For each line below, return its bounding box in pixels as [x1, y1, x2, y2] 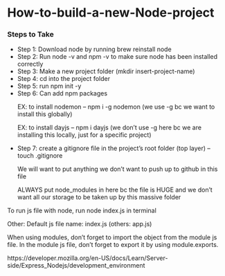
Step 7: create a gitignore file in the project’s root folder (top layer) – [17, 144, 211, 153]
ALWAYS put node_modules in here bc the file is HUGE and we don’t [17, 185, 213, 194]
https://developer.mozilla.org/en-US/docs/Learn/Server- [7, 254, 168, 262]
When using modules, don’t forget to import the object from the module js [7, 233, 217, 241]
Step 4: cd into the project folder [17, 75, 111, 83]
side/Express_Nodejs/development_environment [7, 261, 145, 270]
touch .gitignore [17, 151, 63, 160]
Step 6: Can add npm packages [17, 89, 108, 98]
